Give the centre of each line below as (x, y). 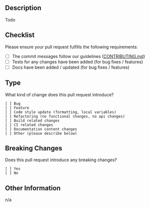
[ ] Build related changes (32, 121)
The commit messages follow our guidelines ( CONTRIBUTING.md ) (78, 56)
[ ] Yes (13, 169)
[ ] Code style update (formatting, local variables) (61, 112)
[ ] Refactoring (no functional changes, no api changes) (65, 116)
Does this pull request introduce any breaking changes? (61, 160)
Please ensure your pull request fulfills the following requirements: (71, 47)
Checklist (20, 35)
